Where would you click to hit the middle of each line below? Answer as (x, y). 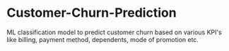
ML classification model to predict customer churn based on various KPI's (114, 32)
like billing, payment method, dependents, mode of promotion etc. (103, 39)
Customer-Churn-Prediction (92, 13)
